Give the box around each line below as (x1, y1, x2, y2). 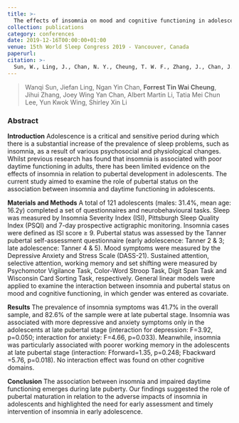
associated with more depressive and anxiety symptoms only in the (7, 318, 205, 326)
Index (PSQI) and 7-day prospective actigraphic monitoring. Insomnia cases (7, 221, 230, 230)
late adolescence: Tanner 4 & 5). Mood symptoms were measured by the (7, 243, 221, 252)
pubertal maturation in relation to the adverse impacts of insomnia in (7, 392, 208, 400)
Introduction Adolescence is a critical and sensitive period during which (7, 132, 219, 140)
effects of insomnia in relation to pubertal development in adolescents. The (7, 169, 228, 178)
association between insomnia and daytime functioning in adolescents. (7, 184, 216, 193)
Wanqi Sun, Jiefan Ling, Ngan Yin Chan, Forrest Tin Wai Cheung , (24, 82, 217, 91)
